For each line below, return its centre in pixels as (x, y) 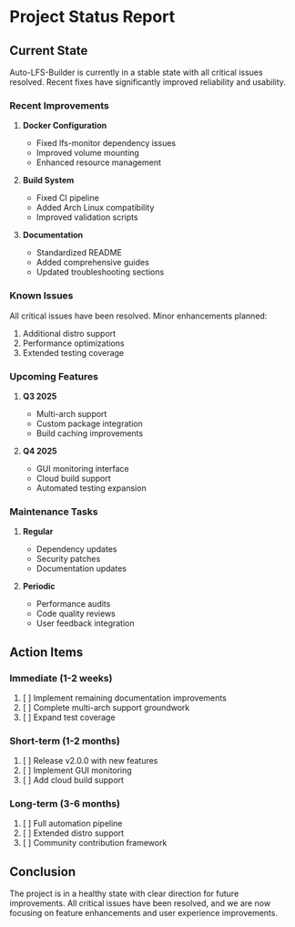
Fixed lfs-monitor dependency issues (106, 143)
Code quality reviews (76, 614)
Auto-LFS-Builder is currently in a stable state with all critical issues (136, 72)
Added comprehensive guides (93, 263)
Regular (38, 532)
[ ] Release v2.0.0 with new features (90, 761)
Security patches (68, 559)
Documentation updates (81, 568)
